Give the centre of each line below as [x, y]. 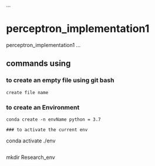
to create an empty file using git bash [60, 80]
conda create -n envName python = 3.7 [53, 119]
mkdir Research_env [31, 157]
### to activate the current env [47, 130]
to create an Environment [43, 107]
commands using [38, 64]
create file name [27, 92]
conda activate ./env [31, 141]
